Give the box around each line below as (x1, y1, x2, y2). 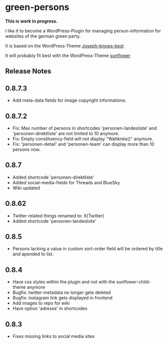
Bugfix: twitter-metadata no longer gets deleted (12, 289, 111, 295)
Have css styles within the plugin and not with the (12, 279, 115, 285)
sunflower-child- (116, 279, 151, 285)
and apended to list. (12, 251, 54, 257)
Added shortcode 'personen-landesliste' (12, 218, 96, 224)
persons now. (12, 146, 41, 152)
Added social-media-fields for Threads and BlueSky (12, 179, 120, 185)
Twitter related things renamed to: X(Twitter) (12, 212, 104, 219)
